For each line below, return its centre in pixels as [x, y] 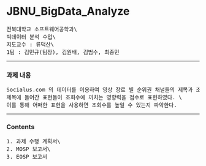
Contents [21, 127]
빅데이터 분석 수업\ [31, 37]
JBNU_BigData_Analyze [68, 11]
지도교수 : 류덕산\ [30, 44]
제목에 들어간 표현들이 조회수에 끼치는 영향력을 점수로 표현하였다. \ [94, 97]
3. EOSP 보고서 [27, 157]
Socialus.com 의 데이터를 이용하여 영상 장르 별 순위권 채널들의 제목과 [100, 90]
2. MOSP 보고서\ [29, 149]
